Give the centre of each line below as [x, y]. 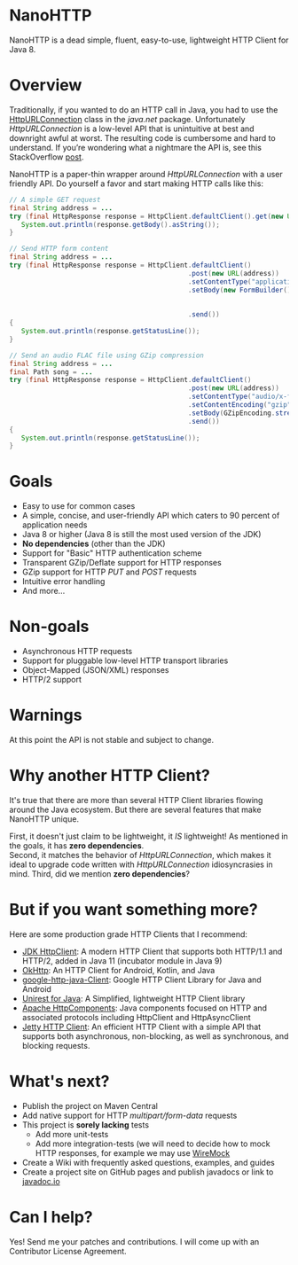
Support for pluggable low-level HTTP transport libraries [125, 660]
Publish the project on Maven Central [90, 1105]
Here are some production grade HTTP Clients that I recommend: [129, 934]
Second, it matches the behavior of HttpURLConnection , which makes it [141, 855]
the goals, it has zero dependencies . [77, 846]
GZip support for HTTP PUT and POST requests [109, 572]
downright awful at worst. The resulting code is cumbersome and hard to [143, 137]
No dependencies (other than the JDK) [94, 544]
